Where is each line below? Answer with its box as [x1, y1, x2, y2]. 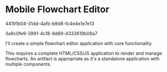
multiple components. [5, 61, 51, 67]
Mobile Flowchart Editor [5, 4, 109, 15]
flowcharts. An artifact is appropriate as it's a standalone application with [5, 55, 160, 62]
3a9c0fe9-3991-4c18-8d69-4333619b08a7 [5, 30, 98, 36]
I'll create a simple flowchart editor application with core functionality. [5, 40, 153, 46]
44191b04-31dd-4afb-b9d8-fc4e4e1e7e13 [5, 20, 95, 27]
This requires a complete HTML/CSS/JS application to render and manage [5, 50, 162, 56]
